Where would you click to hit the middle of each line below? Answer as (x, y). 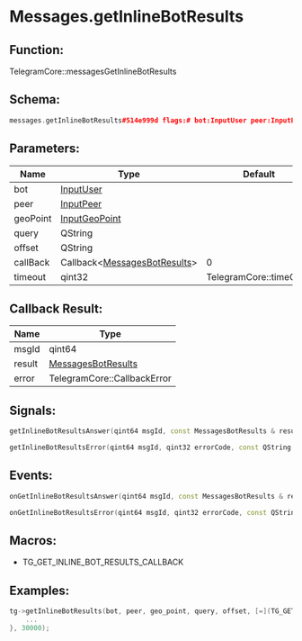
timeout (30, 276)
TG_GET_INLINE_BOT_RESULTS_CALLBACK (103, 562)
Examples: (40, 590)
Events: (31, 476)
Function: (37, 50)
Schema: (35, 99)
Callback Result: (56, 308)
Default (259, 174)
